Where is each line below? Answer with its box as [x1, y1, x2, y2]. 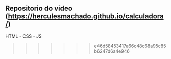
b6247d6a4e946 [94, 48, 130, 54]
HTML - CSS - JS [5, 33, 42, 39]
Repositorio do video [5, 4, 73, 13]
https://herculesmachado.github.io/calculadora [8, 12, 164, 21]
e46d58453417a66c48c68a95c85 [94, 43, 166, 49]
